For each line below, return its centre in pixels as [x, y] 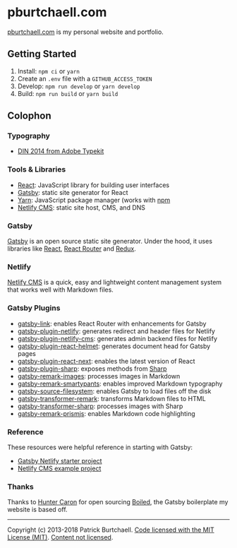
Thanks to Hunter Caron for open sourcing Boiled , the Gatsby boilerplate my [118, 502]
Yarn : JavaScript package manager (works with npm [94, 200]
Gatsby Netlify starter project [60, 460]
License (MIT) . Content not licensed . [60, 537]
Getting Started [42, 54]
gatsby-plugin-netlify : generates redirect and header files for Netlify [116, 331]
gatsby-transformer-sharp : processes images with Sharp [100, 406]
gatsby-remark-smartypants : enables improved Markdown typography [120, 383]
